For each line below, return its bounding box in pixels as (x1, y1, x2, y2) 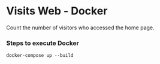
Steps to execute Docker (6, 39, 79, 47)
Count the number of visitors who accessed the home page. (6, 24, 155, 31)
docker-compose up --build (6, 53, 74, 59)
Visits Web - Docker (6, 4, 108, 18)
